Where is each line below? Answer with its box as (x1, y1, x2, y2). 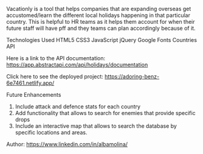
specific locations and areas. (15, 129, 88, 136)
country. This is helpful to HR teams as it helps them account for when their (6, 18, 196, 25)
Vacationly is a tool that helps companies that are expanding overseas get (6, 5, 191, 12)
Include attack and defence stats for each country (15, 103, 141, 110)
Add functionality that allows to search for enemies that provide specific (15, 110, 196, 116)
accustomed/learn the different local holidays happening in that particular (6, 12, 190, 19)
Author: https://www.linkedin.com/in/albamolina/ (6, 141, 128, 148)
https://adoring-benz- (104, 73, 160, 80)
